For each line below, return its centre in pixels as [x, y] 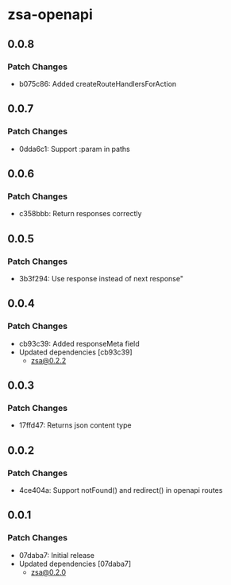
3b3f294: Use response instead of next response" [101, 278]
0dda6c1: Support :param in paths [74, 149]
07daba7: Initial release [56, 555]
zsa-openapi [50, 15]
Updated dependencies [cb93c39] [75, 352]
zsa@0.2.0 [48, 572]
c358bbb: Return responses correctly [80, 214]
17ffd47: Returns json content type [75, 425]
